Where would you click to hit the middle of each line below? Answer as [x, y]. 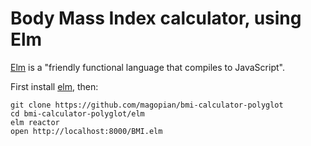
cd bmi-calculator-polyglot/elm [77, 113]
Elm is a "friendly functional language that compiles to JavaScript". [147, 67]
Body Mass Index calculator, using [156, 18]
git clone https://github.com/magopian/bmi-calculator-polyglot [147, 105]
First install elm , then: [54, 86]
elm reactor [35, 122]
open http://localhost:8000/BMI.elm [86, 131]
